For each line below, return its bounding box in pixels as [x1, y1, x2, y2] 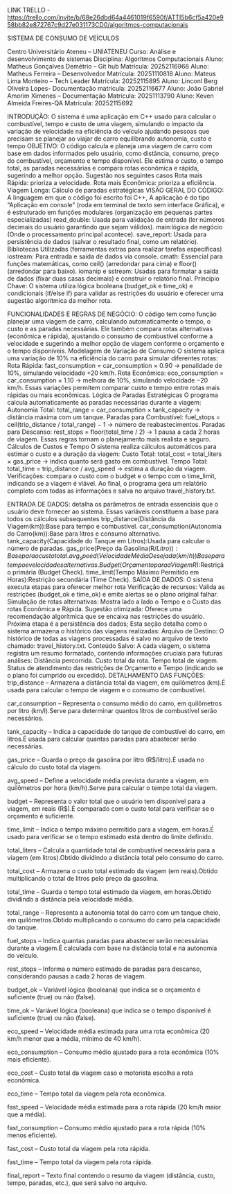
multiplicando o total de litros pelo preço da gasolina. [7, 874, 159, 882]
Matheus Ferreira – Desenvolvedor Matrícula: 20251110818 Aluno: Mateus [7, 69, 216, 78]
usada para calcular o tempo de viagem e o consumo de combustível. [7, 685, 206, 694]
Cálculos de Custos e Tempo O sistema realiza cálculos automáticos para [7, 443, 217, 450]
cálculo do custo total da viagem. [7, 762, 102, 771]
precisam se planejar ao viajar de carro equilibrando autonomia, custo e [7, 134, 212, 143]
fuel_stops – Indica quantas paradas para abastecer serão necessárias [7, 936, 209, 945]
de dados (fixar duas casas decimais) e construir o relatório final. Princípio [7, 274, 220, 283]
